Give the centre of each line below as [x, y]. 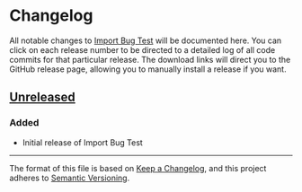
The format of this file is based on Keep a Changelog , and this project [138, 168]
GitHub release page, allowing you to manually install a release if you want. [148, 69]
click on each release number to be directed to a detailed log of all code [142, 49]
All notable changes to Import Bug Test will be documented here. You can [146, 40]
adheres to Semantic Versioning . [70, 178]
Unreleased [43, 97]
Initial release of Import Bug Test [83, 142]
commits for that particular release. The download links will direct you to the [150, 59]
